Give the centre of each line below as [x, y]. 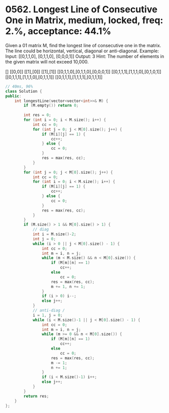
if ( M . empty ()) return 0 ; [51, 106]
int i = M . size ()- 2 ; [54, 234]
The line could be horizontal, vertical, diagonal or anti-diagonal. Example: [82, 51]
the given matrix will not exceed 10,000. [47, 61]
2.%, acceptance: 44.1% [58, 31]
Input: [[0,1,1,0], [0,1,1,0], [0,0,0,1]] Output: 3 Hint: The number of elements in [85, 56]
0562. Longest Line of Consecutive [81, 9]
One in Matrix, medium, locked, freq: [84, 20]
